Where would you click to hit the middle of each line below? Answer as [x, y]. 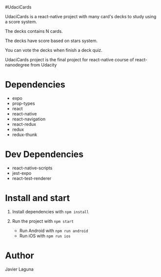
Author [20, 255]
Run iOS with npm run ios [45, 236]
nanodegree [17, 65]
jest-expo [22, 173]
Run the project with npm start [43, 221]
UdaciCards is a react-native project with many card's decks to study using [81, 16]
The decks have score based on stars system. [51, 41]
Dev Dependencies [44, 154]
